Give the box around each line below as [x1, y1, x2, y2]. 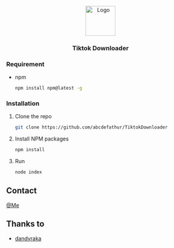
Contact [6, 186, 37, 196]
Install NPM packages [14, 135, 69, 142]
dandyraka [14, 235, 42, 242]
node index [14, 169, 42, 175]
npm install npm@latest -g [14, 85, 83, 91]
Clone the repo [14, 113, 52, 120]
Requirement [6, 60, 45, 68]
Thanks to [6, 219, 45, 229]
